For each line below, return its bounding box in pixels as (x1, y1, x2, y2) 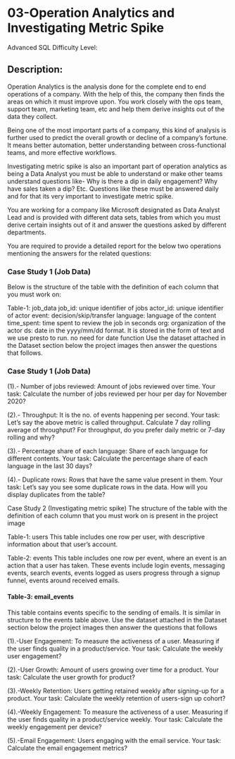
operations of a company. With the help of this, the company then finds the (7, 89, 225, 98)
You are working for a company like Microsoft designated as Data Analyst (7, 206, 220, 214)
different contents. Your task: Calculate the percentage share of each (7, 454, 208, 463)
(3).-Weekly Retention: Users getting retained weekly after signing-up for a (7, 686, 224, 695)
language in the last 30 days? (7, 462, 93, 470)
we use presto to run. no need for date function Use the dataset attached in (7, 334, 227, 342)
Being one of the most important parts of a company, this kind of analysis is (7, 125, 227, 134)
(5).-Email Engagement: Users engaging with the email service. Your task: (7, 736, 222, 744)
